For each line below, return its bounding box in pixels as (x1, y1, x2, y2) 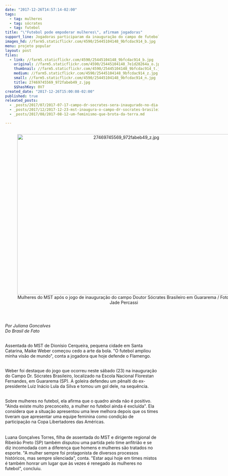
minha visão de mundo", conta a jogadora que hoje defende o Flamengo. (5, 353, 151, 359)
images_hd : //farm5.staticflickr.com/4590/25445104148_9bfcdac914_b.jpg (5, 39, 156, 44)
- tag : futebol (9, 25, 40, 30)
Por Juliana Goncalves (5, 322, 51, 328)
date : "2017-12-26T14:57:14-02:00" (5, 7, 77, 12)
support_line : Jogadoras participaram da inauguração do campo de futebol (5, 35, 160, 40)
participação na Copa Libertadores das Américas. (5, 419, 105, 425)
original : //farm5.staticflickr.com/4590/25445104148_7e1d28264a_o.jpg (14, 62, 162, 67)
